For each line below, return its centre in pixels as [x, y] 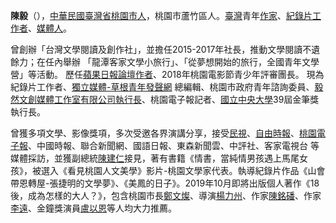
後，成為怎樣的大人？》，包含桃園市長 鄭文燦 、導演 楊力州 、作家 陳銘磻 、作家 [166, 195]
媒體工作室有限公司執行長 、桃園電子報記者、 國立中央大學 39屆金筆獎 [178, 99]
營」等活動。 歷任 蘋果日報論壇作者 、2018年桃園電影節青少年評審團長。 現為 [167, 74]
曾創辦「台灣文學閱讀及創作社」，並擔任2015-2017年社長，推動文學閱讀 [156, 49]
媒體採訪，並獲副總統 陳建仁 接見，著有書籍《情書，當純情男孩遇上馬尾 [155, 158]
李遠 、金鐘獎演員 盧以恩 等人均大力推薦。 [93, 208]
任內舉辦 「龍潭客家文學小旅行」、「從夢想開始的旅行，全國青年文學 [182, 62]
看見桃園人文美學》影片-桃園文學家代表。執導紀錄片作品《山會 [196, 170]
